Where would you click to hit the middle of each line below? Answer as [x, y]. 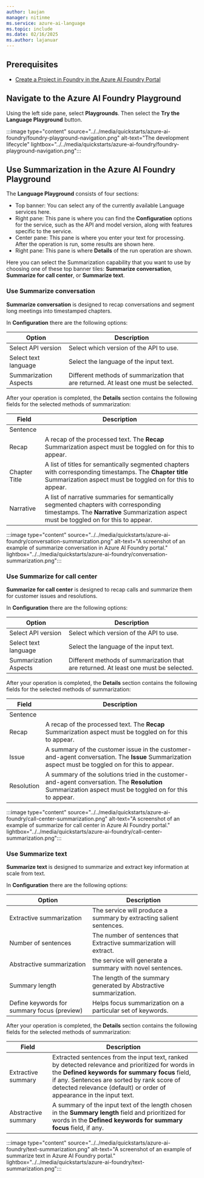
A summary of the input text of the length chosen [122, 1105]
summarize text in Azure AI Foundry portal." [61, 1156]
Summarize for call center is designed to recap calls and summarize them [99, 590]
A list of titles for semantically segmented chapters [117, 464]
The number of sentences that [135, 936]
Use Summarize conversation [51, 291]
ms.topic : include [29, 29]
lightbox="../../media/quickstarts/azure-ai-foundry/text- [75, 1162]
